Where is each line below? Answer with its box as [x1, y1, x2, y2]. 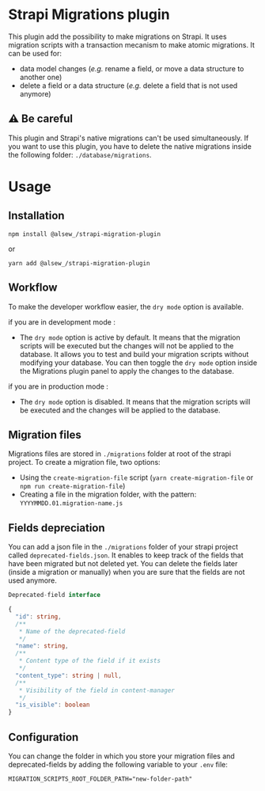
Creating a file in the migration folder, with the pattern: [19, 489, 197, 500]
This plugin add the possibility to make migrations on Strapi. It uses [8, 32, 227, 41]
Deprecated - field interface [8, 591, 101, 599]
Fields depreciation [8, 521, 105, 534]
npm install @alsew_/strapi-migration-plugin [8, 230, 161, 238]
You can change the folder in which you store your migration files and [8, 751, 235, 761]
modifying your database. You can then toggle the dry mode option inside [19, 358, 258, 367]
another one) [19, 72, 62, 82]
